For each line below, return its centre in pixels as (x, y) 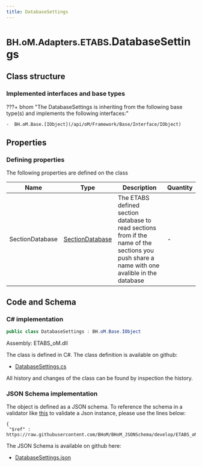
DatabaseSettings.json (43, 457)
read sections (137, 228)
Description (139, 188)
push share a (136, 258)
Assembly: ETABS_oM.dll (37, 343)
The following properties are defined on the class (67, 173)
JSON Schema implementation (52, 394)
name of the (135, 243)
